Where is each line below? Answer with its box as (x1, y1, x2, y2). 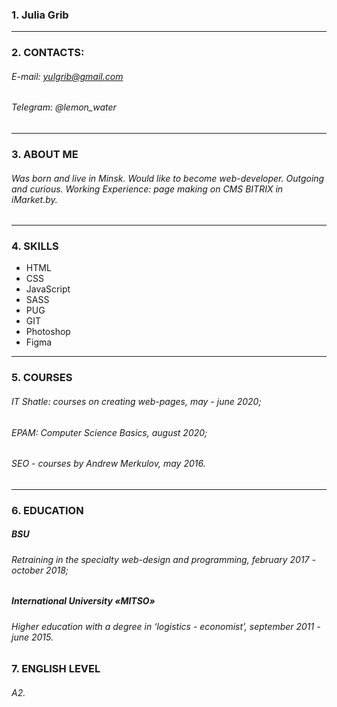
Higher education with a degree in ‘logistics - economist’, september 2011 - (11, 620, 321, 632)
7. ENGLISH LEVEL (11, 662, 101, 676)
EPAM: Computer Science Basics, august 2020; (11, 426, 208, 438)
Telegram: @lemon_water (11, 101, 117, 113)
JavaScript (25, 283, 71, 295)
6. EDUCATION (11, 503, 84, 517)
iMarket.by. (11, 193, 58, 205)
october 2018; (11, 564, 69, 576)
